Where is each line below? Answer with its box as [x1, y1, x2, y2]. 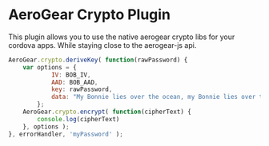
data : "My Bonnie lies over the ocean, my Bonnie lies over [50, 93, 256, 101]
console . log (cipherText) [37, 115, 120, 123]
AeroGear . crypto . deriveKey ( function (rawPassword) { [8, 56, 188, 64]
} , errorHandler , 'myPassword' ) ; [8, 130, 124, 138]
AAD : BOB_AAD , [50, 78, 98, 86]
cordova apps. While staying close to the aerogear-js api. [8, 40, 197, 49]
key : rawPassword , [50, 85, 113, 93]
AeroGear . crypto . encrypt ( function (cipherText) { [22, 108, 192, 116]
